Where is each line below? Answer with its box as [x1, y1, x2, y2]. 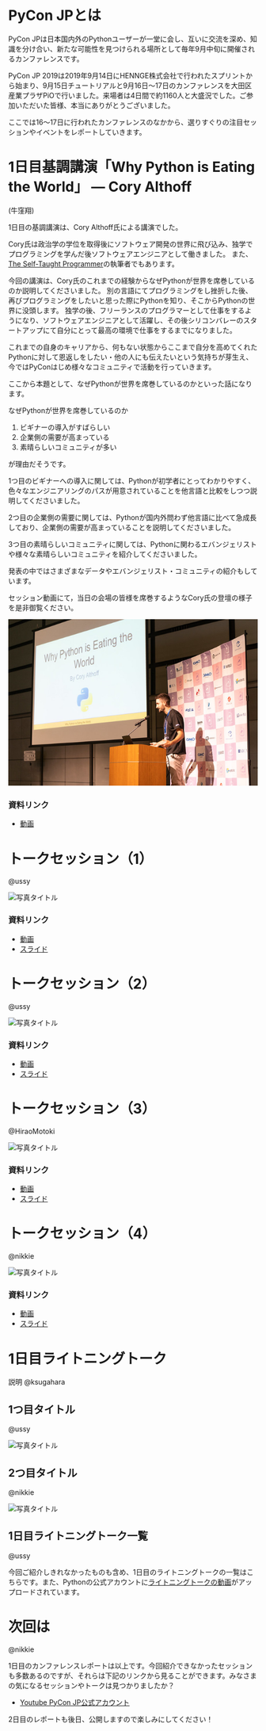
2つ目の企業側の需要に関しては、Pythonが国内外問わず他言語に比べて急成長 [8, 512, 257, 522]
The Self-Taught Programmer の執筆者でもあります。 [8, 258, 180, 269]
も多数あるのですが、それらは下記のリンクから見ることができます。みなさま [8, 1671, 257, 1680]
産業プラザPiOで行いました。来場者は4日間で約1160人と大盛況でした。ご [8, 90, 247, 100]
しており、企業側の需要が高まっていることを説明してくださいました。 [8, 522, 236, 532]
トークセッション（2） [8, 975, 156, 992]
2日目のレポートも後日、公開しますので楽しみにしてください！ [8, 1714, 214, 1724]
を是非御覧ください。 [8, 602, 78, 612]
